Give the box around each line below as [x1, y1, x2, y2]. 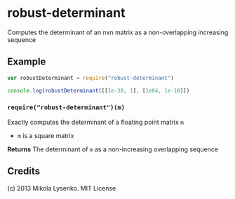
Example [7, 56, 46, 68]
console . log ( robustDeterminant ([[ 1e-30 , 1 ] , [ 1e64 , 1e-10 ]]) [7, 87, 190, 94]
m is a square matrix [17, 131, 74, 139]
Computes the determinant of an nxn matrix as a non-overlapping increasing [7, 28, 229, 36]
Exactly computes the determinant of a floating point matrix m [7, 118, 184, 126]
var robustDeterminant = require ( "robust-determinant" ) [7, 74, 174, 81]
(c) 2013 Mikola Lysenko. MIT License [7, 184, 116, 192]
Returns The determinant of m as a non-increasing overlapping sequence [7, 145, 219, 153]
